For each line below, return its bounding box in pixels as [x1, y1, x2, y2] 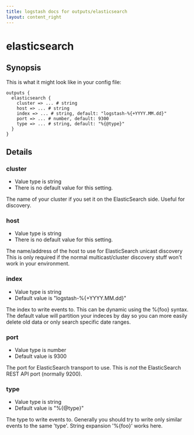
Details [6, 147, 32, 157]
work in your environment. [6, 260, 70, 267]
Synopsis [6, 63, 41, 73]
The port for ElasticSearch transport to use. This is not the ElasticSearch [6, 364, 181, 371]
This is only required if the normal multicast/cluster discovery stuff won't [6, 254, 182, 261]
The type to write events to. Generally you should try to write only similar [6, 416, 182, 423]
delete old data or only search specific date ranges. [6, 318, 131, 326]
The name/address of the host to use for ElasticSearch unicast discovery [6, 248, 183, 255]
